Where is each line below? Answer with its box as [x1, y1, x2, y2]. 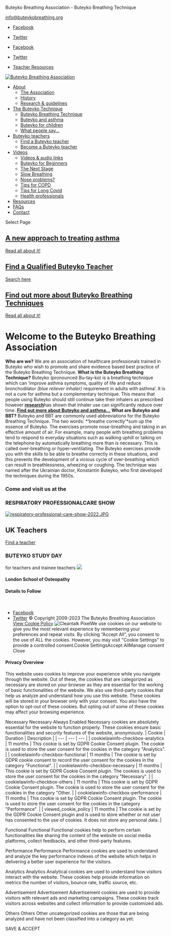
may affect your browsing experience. [5, 709, 85, 715]
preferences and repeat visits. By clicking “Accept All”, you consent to [12, 631, 160, 638]
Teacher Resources [12, 64, 54, 70]
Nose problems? [20, 176, 55, 183]
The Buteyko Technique [12, 106, 63, 112]
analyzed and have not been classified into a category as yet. [5, 915, 134, 922]
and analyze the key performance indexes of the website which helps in [5, 853, 157, 859]
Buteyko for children [20, 122, 63, 128]
